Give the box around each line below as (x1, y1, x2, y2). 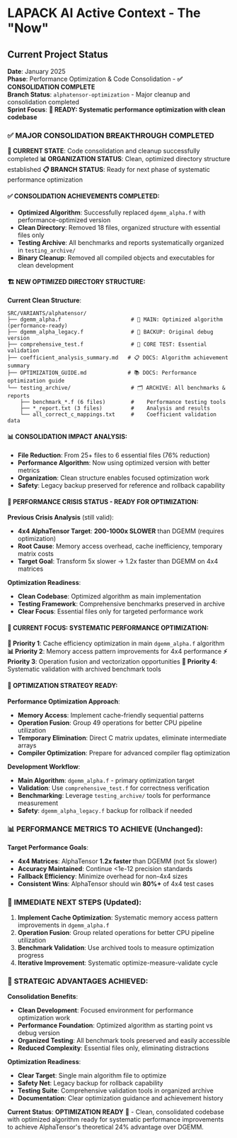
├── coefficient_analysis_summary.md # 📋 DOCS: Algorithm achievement (7, 354, 229, 361)
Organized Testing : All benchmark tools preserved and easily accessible (17, 1036, 231, 1045)
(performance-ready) (7, 322, 69, 329)
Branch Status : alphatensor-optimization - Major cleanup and (7, 90, 190, 99)
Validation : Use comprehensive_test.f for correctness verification (17, 783, 210, 792)
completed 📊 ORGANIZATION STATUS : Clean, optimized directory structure (7, 155, 231, 163)
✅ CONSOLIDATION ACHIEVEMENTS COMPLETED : (7, 192, 160, 200)
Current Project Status (7, 48, 108, 60)
